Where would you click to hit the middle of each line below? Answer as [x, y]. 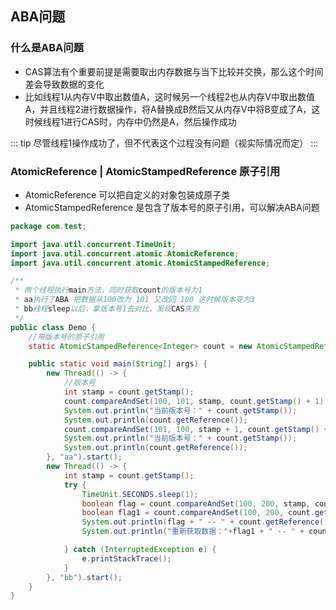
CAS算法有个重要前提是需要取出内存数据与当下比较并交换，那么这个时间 [174, 71]
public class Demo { [53, 327]
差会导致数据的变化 [64, 84]
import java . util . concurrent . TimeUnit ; [93, 244]
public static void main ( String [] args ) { [118, 364]
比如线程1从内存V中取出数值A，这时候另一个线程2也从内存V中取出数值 [170, 96]
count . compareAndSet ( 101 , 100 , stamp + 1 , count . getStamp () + [196, 429]
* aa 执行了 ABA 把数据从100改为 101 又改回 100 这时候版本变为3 [134, 300]
